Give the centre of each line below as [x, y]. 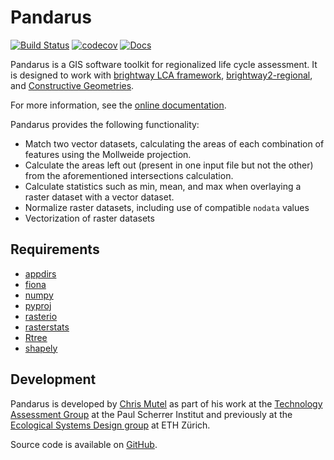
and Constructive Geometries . [72, 85]
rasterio [41, 316]
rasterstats [47, 327]
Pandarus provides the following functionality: [105, 124]
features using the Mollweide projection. [108, 154]
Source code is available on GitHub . [84, 444]
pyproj [38, 305]
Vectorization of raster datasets [89, 218]
